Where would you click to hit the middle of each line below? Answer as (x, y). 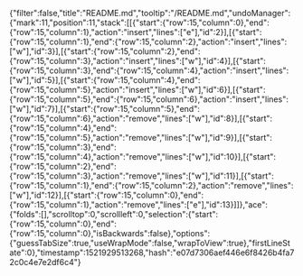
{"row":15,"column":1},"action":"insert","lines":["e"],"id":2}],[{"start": (136, 32)
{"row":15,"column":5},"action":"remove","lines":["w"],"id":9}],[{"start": (141, 138)
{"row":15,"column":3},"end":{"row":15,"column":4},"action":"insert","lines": (149, 70)
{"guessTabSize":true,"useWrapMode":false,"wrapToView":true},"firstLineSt (150, 243)
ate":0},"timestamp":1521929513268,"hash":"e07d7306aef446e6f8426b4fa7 (152, 253)
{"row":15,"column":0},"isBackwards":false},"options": (110, 233)
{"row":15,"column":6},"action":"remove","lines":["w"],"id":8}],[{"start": (141, 118)
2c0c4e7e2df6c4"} (45, 262)
